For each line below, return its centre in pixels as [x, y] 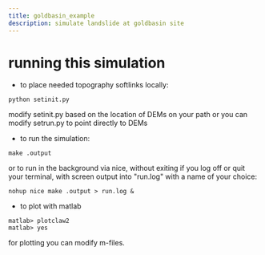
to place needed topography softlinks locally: [94, 85]
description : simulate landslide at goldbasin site [96, 23]
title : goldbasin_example [51, 16]
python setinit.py [39, 100]
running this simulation [87, 63]
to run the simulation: [55, 139]
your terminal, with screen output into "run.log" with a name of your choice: [133, 176]
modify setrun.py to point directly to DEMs [78, 123]
